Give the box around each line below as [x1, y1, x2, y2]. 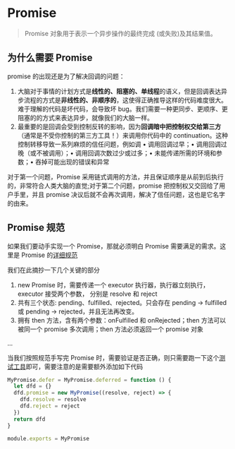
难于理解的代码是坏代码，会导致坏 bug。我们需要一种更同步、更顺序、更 [17, 104, 229, 113]
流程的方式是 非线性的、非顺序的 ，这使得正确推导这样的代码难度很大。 [23, 95, 227, 104]
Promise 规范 [7, 222, 65, 234]
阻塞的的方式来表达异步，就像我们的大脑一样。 [17, 113, 153, 121]
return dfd [13, 415, 46, 423]
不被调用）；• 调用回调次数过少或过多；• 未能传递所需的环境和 [36, 148, 217, 157]
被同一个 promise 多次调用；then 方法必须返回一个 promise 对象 [17, 325, 204, 333]
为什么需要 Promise [7, 52, 93, 64]
